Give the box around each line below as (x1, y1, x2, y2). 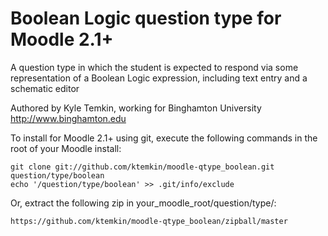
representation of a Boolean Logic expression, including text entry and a (10, 72, 308, 84)
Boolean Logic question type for (10, 7, 282, 30)
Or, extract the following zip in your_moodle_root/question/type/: (10, 197, 277, 209)
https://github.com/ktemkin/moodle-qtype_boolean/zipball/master (10, 216, 288, 226)
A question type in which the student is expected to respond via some (10, 61, 299, 73)
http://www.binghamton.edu (10, 112, 127, 124)
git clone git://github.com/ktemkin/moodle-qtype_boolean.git (10, 162, 275, 172)
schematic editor (10, 82, 80, 94)
